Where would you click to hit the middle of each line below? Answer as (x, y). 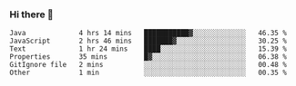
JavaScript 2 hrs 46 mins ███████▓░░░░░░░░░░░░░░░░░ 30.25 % (148, 41)
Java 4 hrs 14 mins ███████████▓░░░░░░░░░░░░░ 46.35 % (148, 33)
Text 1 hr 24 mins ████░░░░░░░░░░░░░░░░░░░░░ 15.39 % (148, 49)
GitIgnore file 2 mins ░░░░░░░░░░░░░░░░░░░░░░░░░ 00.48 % (148, 65)
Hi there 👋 (32, 14)
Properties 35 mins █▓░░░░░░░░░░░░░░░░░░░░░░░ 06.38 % (148, 57)
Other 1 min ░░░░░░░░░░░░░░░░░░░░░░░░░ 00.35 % (148, 73)
